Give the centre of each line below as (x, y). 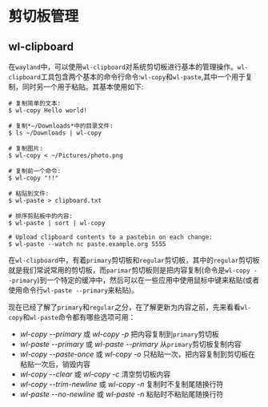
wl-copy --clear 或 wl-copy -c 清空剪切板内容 (95, 374)
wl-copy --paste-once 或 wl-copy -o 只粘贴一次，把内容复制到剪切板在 (138, 354)
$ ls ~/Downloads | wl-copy (55, 133)
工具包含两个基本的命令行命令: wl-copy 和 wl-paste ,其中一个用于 (143, 77)
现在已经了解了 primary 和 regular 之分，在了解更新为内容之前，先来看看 (125, 307)
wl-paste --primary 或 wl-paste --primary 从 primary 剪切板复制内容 (130, 344)
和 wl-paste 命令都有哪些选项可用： (79, 317)
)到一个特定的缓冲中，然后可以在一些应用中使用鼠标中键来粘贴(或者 (148, 280)
